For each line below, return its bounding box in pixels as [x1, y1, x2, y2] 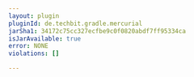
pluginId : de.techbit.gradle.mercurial [8, 19, 143, 28]
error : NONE [8, 42, 48, 50]
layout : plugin [8, 11, 60, 20]
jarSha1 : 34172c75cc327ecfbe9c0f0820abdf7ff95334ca [8, 27, 186, 35]
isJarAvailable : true [8, 34, 82, 43]
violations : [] [8, 49, 60, 58]
